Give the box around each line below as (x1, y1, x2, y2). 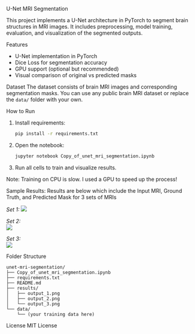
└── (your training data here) (17, 311, 95, 317)
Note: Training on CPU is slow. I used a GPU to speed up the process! (6, 175, 178, 183)
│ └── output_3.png (6, 300, 60, 307)
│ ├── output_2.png (6, 296, 60, 302)
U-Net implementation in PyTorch (14, 53, 97, 59)
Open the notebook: (14, 141, 65, 148)
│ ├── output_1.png (6, 290, 60, 296)
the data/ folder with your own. (6, 96, 83, 103)
